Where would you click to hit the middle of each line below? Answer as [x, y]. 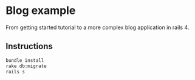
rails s [15, 72]
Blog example [41, 11]
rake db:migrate [26, 66]
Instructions [29, 46]
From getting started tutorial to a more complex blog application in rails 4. [97, 27]
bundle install [25, 60]
